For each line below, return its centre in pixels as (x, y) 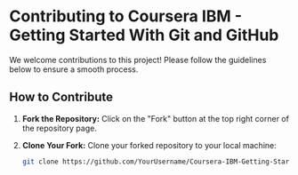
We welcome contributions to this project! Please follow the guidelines (138, 60)
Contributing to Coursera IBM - (126, 16)
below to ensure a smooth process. (74, 69)
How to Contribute (61, 97)
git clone (40, 162)
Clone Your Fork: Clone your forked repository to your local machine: (149, 145)
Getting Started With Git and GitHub (144, 35)
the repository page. (60, 128)
